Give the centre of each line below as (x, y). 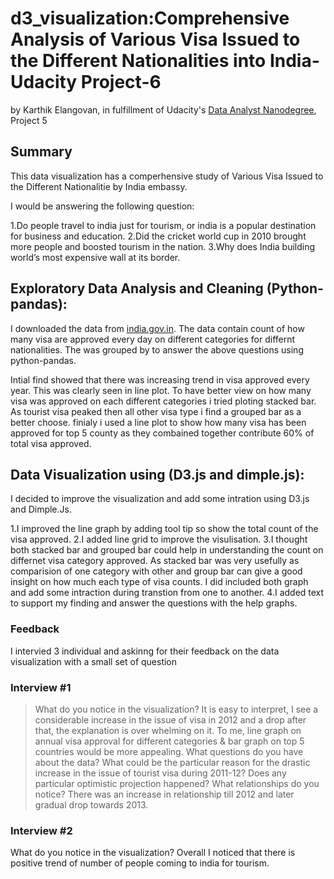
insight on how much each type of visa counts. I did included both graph (159, 582)
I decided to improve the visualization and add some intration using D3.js (160, 499)
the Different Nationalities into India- (165, 61)
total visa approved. (51, 443)
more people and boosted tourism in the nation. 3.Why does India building (163, 246)
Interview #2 (41, 830)
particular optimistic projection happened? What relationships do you (177, 783)
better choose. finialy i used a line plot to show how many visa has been (158, 422)
